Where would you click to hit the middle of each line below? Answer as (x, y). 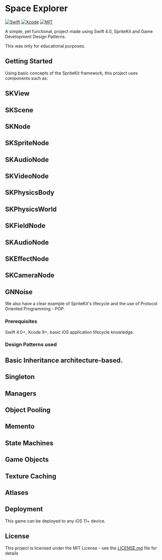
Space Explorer (36, 9)
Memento (20, 426)
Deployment (24, 509)
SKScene (19, 110)
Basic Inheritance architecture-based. (64, 360)
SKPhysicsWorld (31, 209)
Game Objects (27, 460)
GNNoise (19, 292)
